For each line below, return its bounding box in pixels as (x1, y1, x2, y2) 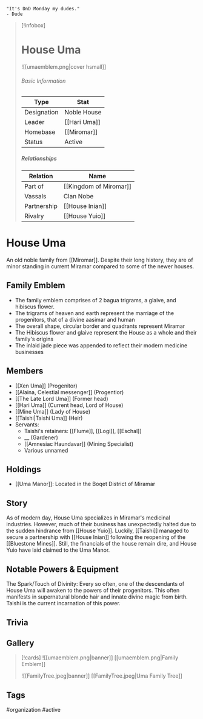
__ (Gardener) (24, 434, 59, 441)
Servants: (15, 420, 39, 428)
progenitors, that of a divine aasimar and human (15, 316, 135, 323)
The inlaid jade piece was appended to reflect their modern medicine (15, 341, 188, 349)
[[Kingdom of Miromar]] (63, 182, 132, 191)
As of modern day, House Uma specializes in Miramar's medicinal (6, 514, 171, 521)
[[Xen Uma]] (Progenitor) (15, 382, 78, 389)
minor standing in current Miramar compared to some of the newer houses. (6, 263, 195, 270)
